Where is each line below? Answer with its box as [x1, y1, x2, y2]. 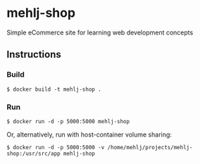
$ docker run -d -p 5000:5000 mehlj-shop [6, 118, 130, 125]
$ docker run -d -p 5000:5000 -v [6, 144, 105, 151]
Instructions [6, 49, 61, 61]
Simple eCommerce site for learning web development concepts [6, 28, 194, 37]
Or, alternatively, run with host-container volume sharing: [6, 130, 172, 139]
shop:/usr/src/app [6, 150, 61, 157]
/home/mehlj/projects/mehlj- [107, 144, 193, 151]
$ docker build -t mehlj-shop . [6, 86, 101, 93]
